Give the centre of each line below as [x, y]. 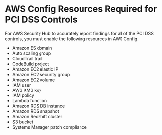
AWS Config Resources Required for [81, 9]
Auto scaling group [32, 53]
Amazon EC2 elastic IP [35, 69]
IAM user [21, 85]
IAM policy [23, 95]
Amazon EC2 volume [34, 80]
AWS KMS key [27, 90]
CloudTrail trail [27, 58]
